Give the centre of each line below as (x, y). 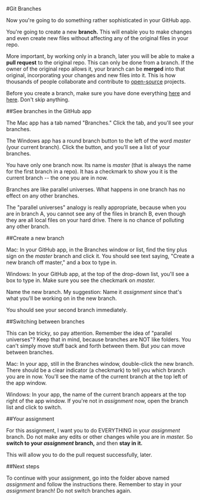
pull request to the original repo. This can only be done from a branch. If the (100, 63)
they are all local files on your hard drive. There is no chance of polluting (95, 220)
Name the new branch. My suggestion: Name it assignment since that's (94, 292)
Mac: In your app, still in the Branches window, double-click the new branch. (100, 364)
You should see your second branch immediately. (67, 310)
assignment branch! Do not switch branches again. (69, 491)
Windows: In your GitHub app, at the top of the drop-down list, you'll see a (98, 274)
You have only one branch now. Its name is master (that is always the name (99, 165)
